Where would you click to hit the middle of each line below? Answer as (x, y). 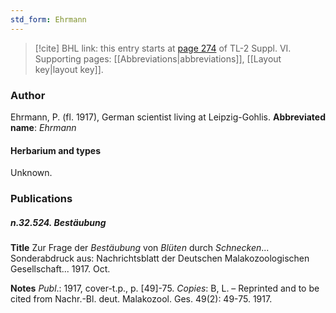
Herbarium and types (56, 150)
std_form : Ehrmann (48, 19)
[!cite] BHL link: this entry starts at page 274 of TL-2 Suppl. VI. (163, 48)
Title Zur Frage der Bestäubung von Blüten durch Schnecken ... (140, 248)
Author (28, 95)
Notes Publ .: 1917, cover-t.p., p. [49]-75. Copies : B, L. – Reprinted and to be (165, 288)
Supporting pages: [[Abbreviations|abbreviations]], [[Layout (158, 58)
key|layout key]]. (69, 69)
